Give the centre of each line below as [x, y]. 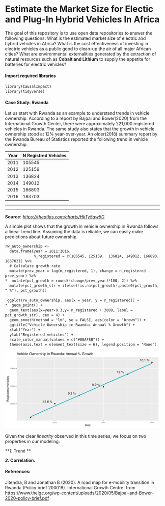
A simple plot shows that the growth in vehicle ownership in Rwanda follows [82, 226]
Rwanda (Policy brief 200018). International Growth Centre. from [70, 488]
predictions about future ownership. [41, 237]
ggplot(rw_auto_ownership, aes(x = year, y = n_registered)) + [73, 300]
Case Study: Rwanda [27, 102]
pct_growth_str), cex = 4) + [35, 315]
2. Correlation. [20, 460]
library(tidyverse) [25, 92]
